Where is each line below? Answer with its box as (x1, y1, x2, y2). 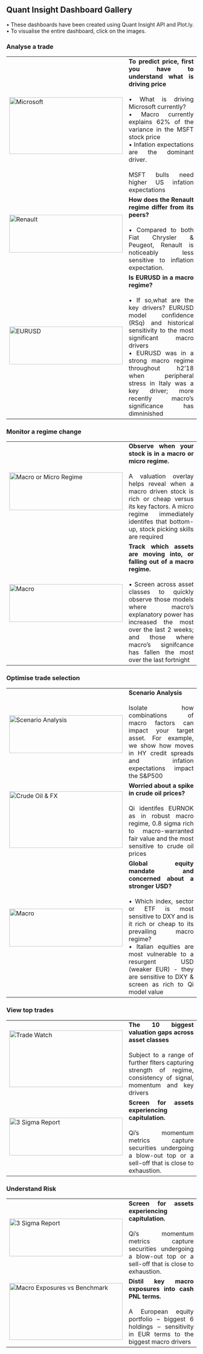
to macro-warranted (129, 827, 194, 835)
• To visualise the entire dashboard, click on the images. (6, 27, 146, 34)
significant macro (129, 334, 194, 342)
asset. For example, (129, 734, 194, 742)
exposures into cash (129, 1284, 194, 1293)
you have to (129, 65, 194, 73)
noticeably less (129, 248, 194, 256)
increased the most (129, 618, 194, 626)
